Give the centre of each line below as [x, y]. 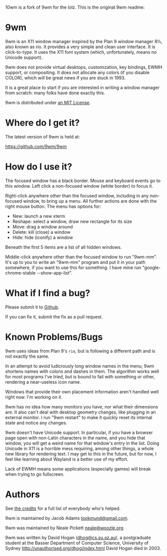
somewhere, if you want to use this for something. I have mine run [73, 267]
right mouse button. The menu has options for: [53, 206]
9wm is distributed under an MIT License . [48, 102]
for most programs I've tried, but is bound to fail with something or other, [80, 376]
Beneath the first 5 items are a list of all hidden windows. [63, 247]
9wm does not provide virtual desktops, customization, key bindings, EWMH [84, 67]
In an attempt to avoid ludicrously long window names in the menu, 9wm [80, 366]
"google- [151, 267]
